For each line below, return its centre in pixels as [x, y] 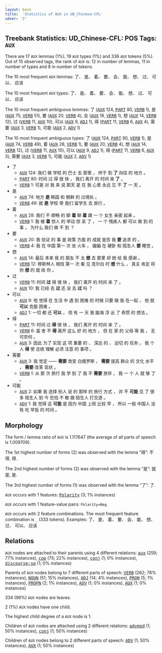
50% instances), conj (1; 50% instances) [46, 631]
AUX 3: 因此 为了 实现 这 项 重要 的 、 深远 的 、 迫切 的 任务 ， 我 [84, 343]
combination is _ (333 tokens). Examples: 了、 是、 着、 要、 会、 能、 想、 [80, 519]
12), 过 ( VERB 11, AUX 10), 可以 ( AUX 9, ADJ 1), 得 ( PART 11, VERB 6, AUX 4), [77, 122]
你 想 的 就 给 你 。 [38, 270]
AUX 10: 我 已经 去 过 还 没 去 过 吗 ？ [56, 288]
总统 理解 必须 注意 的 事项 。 [65, 349]
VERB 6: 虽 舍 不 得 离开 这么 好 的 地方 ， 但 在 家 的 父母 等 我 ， [84, 331]
